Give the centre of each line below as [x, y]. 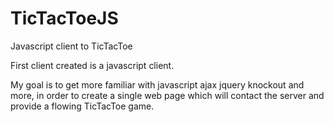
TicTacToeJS [64, 18]
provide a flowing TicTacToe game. [82, 106]
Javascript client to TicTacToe [71, 46]
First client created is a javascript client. [92, 65]
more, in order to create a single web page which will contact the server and [167, 95]
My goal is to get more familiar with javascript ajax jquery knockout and [157, 84]
